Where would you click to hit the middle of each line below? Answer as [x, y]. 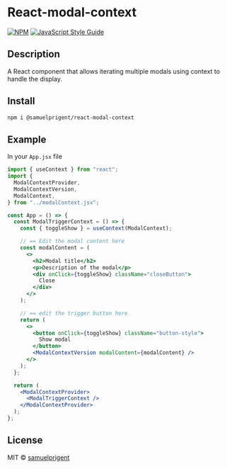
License [25, 440]
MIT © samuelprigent [39, 457]
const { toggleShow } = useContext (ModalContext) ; [96, 228]
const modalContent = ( [55, 248]
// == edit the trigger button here [74, 313]
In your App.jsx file [35, 157]
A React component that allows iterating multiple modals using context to [114, 71]
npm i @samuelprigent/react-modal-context [71, 118]
